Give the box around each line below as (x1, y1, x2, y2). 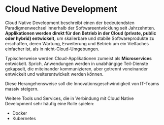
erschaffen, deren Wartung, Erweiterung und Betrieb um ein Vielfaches (5, 40, 149, 46)
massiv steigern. (5, 86, 39, 92)
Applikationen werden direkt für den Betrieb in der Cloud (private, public (5, 30, 157, 36)
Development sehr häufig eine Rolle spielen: (5, 100, 95, 106)
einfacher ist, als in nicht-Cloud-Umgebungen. (5, 46, 99, 52)
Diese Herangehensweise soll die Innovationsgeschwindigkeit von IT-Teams (5, 80, 159, 87)
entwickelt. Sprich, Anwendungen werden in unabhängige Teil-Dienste (5, 61, 149, 66)
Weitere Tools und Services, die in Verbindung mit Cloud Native (5, 95, 134, 101)
